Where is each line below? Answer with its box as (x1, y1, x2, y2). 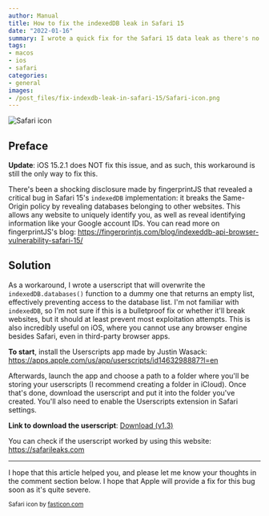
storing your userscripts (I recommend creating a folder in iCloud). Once (8, 379, 247, 389)
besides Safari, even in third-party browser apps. (8, 331, 171, 341)
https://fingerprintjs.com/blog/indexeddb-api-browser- (77, 227, 259, 237)
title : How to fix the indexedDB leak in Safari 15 (8, 19, 184, 27)
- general (8, 79, 42, 87)
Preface (8, 139, 49, 152)
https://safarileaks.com (8, 445, 85, 454)
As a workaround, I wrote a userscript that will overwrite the (8, 280, 206, 290)
